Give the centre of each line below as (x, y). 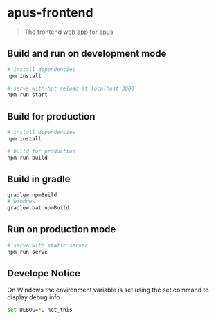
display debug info (34, 297)
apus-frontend (50, 13)
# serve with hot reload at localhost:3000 (71, 88)
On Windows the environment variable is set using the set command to (108, 290)
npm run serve (28, 252)
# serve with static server (48, 245)
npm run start (28, 95)
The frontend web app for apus (69, 32)
